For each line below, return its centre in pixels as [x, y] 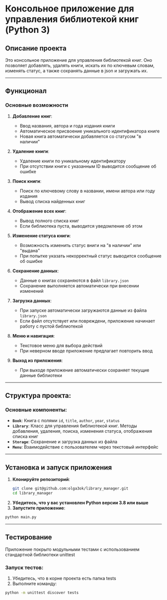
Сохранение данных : [35, 271]
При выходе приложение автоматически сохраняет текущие [84, 370]
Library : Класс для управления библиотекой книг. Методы [75, 426]
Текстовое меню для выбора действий [61, 345]
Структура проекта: [38, 396]
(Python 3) [28, 30]
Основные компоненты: [36, 410]
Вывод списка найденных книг [52, 201]
